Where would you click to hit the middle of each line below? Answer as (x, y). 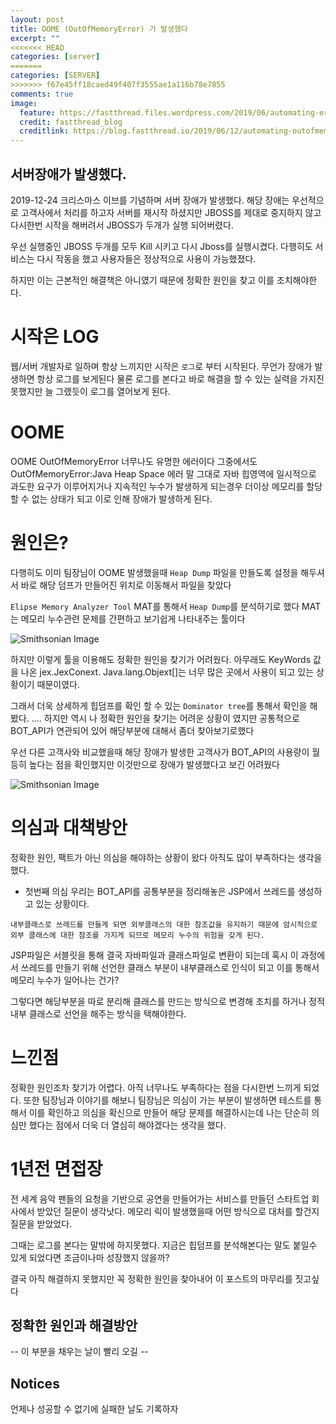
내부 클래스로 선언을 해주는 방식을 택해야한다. (98, 1013)
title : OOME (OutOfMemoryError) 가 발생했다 (99, 29)
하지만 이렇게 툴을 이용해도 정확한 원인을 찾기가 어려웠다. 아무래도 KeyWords (161, 659)
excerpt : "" (35, 38)
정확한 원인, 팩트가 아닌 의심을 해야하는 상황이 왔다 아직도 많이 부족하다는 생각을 (166, 857)
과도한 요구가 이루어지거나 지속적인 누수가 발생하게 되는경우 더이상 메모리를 (157, 486)
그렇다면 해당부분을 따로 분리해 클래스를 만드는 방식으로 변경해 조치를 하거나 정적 (168, 1001)
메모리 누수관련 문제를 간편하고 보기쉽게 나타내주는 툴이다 (133, 618)
